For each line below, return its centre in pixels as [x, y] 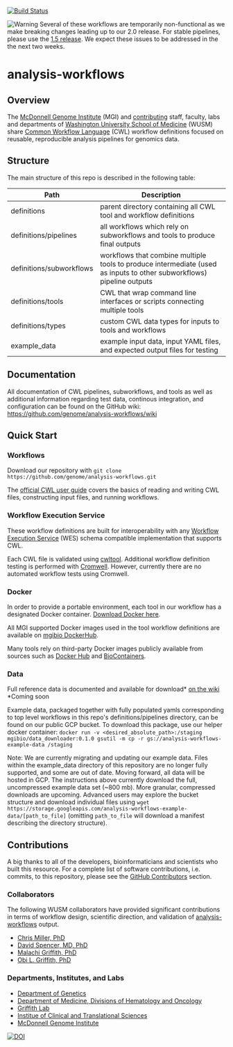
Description [161, 195]
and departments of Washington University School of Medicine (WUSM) [110, 124]
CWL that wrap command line [148, 292]
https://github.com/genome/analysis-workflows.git [82, 477]
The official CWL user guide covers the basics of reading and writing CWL [113, 490]
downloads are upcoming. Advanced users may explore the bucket [103, 795]
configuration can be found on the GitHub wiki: [74, 406]
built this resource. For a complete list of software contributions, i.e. [104, 869]
